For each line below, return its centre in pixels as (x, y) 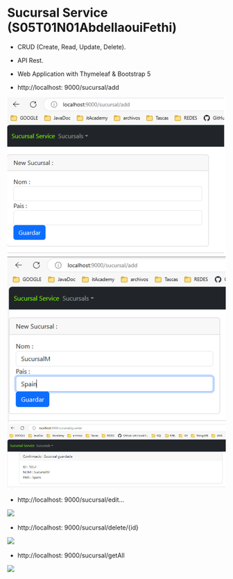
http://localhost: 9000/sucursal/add (68, 87)
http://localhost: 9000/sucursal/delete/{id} (78, 528)
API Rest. (30, 60)
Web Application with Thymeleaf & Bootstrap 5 (84, 74)
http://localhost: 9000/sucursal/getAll (71, 555)
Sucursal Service (58, 13)
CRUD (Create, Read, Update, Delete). (71, 47)
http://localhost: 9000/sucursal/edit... (71, 500)
